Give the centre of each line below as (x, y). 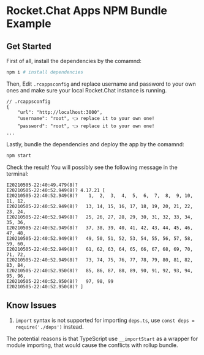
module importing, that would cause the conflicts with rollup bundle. (92, 345)
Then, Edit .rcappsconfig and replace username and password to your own (101, 84)
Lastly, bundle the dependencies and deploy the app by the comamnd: (96, 144)
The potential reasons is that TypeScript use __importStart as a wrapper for (102, 338)
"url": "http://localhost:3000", (60, 112)
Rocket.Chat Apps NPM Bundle (87, 11)
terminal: (17, 174)
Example (29, 24)
